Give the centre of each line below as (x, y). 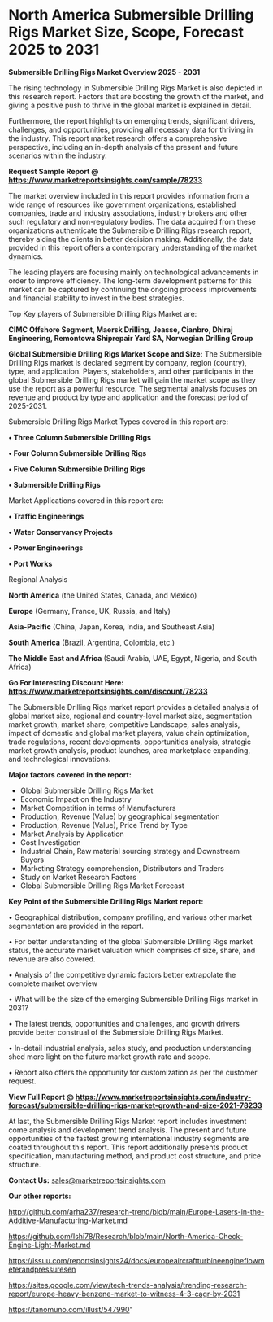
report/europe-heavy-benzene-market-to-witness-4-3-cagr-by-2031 (124, 1294)
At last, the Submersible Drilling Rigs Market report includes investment (128, 1121)
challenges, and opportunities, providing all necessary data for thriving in (131, 129)
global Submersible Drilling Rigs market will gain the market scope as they (132, 379)
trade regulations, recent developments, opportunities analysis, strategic (130, 742)
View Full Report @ (41, 1097)
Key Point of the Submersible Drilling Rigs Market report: (106, 901)
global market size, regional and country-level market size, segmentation (130, 716)
